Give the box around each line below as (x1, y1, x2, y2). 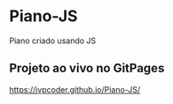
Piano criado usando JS (9, 35, 97, 46)
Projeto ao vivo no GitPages (9, 61, 165, 76)
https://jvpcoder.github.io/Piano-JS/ (9, 84, 141, 94)
